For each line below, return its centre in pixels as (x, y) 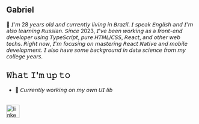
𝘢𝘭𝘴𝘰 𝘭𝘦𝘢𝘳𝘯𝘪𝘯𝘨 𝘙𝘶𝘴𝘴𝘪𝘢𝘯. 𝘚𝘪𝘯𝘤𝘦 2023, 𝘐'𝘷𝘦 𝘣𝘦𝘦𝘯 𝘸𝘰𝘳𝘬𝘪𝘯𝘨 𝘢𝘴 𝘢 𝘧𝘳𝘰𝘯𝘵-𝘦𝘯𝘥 (94, 31)
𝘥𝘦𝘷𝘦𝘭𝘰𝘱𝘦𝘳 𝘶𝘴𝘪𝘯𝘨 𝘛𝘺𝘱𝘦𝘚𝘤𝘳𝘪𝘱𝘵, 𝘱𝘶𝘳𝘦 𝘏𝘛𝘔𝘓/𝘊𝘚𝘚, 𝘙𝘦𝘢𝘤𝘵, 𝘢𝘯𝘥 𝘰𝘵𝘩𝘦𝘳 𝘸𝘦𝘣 (93, 37)
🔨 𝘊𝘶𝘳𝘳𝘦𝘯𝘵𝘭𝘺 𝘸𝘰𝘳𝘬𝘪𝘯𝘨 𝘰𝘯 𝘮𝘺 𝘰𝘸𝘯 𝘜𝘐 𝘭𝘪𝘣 (64, 90)
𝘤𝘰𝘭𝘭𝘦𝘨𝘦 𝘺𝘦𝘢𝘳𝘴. (25, 56)
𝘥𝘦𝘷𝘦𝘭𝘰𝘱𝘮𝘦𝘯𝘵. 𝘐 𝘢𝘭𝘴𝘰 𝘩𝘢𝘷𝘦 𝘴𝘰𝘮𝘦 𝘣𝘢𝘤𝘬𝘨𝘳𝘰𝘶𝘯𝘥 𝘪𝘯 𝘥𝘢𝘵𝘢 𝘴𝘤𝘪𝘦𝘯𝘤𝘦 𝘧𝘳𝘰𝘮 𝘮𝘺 (96, 50)
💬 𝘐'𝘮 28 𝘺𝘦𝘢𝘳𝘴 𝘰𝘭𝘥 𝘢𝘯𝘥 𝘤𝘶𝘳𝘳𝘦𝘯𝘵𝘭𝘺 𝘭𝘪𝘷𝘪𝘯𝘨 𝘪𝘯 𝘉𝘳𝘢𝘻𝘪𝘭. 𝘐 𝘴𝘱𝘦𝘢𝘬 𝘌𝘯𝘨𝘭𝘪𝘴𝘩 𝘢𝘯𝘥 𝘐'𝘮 (100, 24)
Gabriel (20, 10)
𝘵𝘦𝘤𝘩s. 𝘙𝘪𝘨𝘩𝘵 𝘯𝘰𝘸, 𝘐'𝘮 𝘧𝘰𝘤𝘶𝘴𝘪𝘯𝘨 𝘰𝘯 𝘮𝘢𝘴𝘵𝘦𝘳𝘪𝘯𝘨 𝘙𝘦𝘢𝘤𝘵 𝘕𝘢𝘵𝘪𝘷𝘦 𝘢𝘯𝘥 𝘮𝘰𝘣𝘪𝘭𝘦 (97, 43)
